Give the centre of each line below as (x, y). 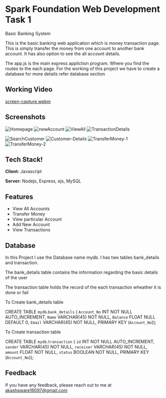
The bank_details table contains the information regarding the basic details (82, 272)
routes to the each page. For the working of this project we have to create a (83, 69)
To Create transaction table (33, 332)
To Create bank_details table (34, 302)
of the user (16, 278)
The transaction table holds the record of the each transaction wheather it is (83, 287)
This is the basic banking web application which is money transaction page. (83, 43)
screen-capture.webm (28, 101)
